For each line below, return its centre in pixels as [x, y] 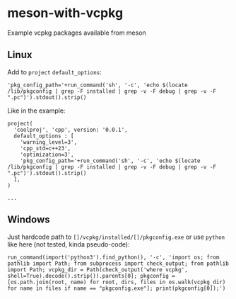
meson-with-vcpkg [65, 13]
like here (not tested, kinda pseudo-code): [69, 244]
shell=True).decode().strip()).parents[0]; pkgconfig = [91, 276]
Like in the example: [36, 111]
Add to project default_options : [55, 72]
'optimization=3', [47, 154]
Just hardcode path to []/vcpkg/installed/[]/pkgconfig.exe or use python [116, 237]
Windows [29, 220]
